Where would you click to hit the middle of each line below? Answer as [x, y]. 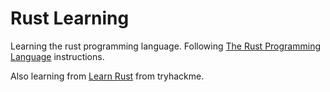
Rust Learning [70, 18]
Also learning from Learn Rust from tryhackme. [107, 76]
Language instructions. [57, 56]
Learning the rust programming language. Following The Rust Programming [165, 46]
